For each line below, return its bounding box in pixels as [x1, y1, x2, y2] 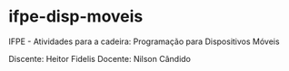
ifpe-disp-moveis [8, 6, 144, 27]
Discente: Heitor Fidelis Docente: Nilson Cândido [8, 53, 192, 64]
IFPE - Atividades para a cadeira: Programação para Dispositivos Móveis [8, 36, 280, 47]
